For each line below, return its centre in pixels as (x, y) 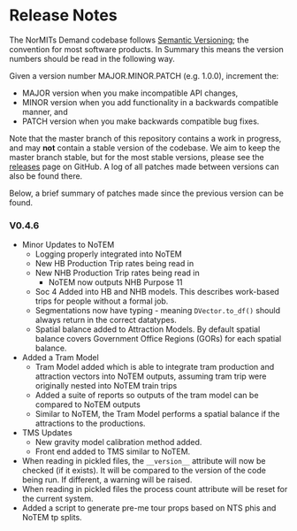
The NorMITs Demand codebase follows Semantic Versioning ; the (129, 40)
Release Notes (63, 15)
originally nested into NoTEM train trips (106, 386)
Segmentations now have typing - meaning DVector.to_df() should (158, 311)
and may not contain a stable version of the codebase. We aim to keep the (145, 148)
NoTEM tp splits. (52, 518)
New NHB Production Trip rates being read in (118, 273)
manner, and (45, 112)
